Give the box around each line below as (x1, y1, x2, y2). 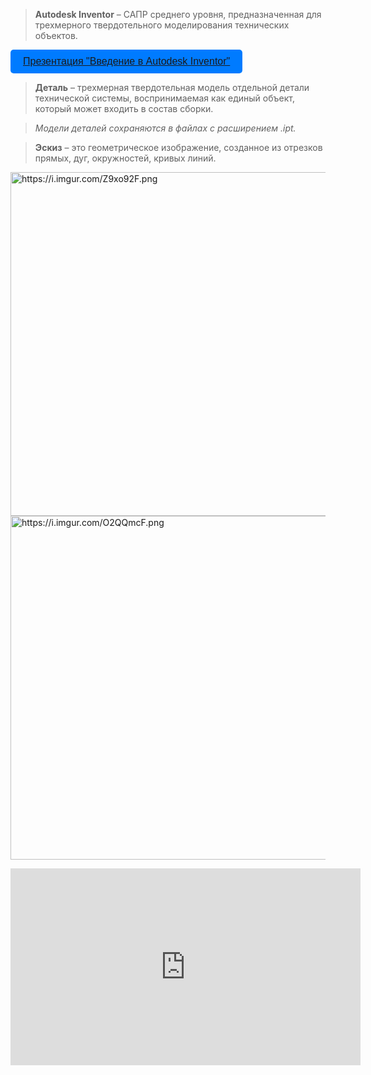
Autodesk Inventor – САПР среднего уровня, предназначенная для (34, 9, 322, 20)
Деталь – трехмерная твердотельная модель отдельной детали (34, 82, 310, 93)
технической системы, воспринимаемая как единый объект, (34, 92, 295, 104)
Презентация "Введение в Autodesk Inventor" (23, 55, 231, 67)
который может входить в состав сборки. (34, 103, 214, 114)
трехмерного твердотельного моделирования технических (34, 19, 290, 31)
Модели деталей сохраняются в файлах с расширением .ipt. (34, 122, 297, 134)
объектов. (34, 30, 78, 41)
